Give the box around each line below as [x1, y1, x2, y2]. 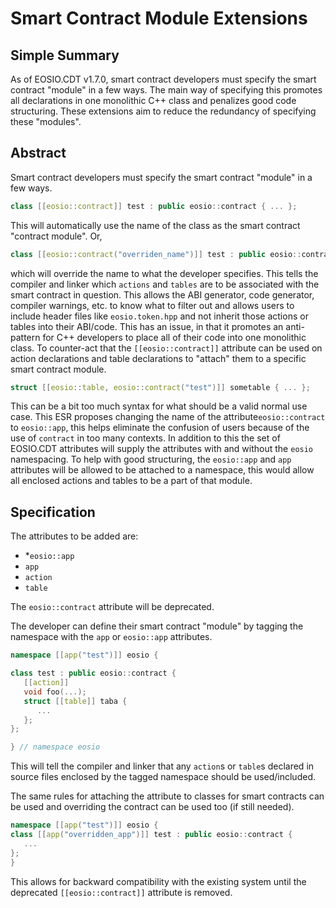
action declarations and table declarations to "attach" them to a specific [10, 352, 307, 364]
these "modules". [10, 116, 82, 127]
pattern [10, 331, 41, 343]
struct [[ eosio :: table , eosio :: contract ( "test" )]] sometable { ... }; [10, 382, 311, 392]
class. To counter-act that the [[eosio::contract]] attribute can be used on [10, 342, 323, 354]
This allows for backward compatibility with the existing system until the [10, 875, 307, 887]
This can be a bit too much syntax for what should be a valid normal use [10, 400, 308, 412]
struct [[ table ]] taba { [23, 696, 128, 706]
